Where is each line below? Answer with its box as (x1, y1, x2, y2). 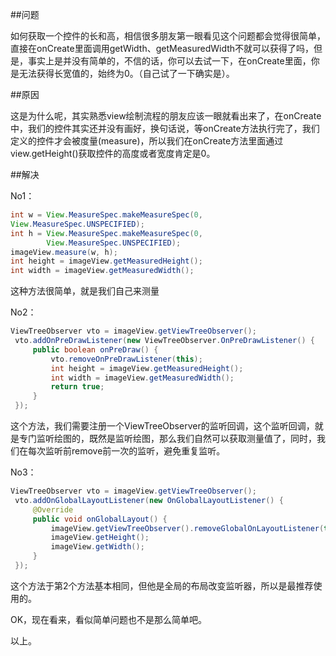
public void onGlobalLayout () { (32, 514, 168, 524)
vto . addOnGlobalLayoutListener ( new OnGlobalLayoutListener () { (14, 495, 284, 505)
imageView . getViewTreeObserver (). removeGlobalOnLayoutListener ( (50, 523, 325, 533)
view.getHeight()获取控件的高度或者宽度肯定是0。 (10, 148, 216, 159)
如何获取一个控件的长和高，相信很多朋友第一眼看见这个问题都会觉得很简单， (10, 30, 326, 42)
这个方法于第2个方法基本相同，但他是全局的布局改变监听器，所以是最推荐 (10, 579, 314, 592)
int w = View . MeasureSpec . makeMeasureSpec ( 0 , (10, 210, 203, 220)
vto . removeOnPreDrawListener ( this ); (50, 354, 203, 364)
